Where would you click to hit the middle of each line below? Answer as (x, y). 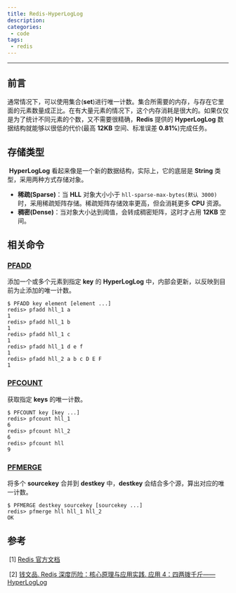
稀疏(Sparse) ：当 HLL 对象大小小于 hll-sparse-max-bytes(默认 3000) (117, 194)
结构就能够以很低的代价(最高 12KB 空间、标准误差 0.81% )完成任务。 (112, 128)
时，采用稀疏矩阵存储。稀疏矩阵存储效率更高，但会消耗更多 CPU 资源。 (121, 203)
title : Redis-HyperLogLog (45, 14)
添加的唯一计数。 (50, 291)
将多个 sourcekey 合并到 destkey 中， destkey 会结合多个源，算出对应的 (113, 483)
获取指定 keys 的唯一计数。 (47, 399)
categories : (25, 27)
